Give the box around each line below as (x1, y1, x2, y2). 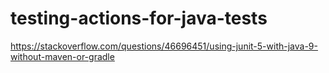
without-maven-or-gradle (10, 50, 115, 62)
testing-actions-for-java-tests (10, 7, 268, 30)
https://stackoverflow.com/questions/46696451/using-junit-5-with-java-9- (10, 40, 318, 52)
